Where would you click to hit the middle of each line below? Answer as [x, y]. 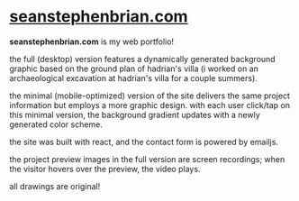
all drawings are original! [55, 186]
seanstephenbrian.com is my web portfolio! [91, 41]
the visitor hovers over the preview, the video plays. [105, 169]
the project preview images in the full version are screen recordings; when [147, 159]
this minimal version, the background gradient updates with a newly [135, 114]
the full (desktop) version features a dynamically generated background [143, 59]
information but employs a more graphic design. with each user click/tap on [150, 105]
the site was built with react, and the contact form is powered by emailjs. [144, 142]
